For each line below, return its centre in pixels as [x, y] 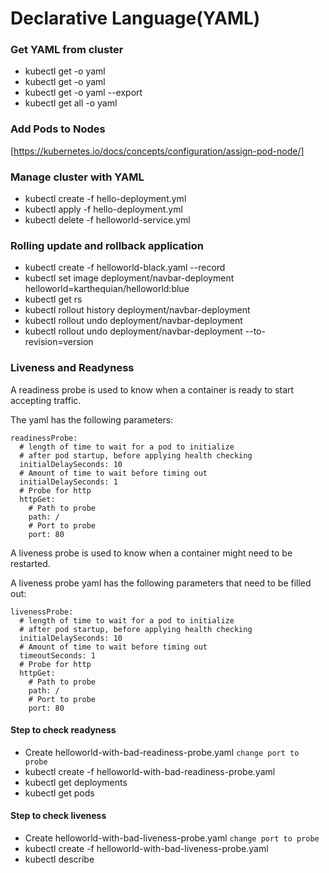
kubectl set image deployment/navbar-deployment [129, 278]
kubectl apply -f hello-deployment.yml [103, 209]
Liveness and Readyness [72, 368]
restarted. [30, 563]
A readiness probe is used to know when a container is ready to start [152, 389]
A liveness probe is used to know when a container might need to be [151, 553]
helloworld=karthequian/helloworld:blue [107, 289]
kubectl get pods [59, 793]
